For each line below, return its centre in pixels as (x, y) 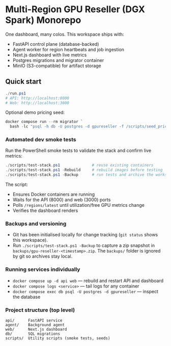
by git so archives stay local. (42, 256)
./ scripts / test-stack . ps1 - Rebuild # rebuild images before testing (84, 170)
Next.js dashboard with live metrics (50, 55)
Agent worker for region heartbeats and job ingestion (68, 49)
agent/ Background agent (35, 325)
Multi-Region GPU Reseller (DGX (75, 9)
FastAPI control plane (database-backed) (56, 44)
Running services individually (43, 269)
